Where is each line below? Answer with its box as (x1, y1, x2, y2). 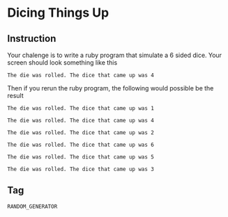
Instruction (7, 33, 56, 45)
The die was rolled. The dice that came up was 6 (7, 141, 155, 148)
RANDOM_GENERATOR (7, 203, 58, 210)
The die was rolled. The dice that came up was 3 (7, 166, 155, 172)
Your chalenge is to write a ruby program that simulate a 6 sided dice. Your (7, 51, 222, 59)
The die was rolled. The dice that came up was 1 (7, 105, 155, 112)
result (7, 92, 24, 99)
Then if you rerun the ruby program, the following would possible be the (7, 84, 214, 92)
